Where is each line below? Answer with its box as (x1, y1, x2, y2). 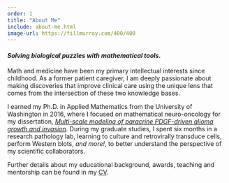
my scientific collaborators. (7, 147, 86, 156)
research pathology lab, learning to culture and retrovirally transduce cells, (7, 132, 222, 140)
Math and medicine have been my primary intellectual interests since (7, 67, 205, 75)
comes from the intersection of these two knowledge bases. (7, 89, 180, 98)
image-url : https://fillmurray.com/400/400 (7, 29, 136, 37)
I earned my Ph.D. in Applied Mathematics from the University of (7, 103, 193, 111)
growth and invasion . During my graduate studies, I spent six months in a (7, 125, 218, 133)
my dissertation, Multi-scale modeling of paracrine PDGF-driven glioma (7, 117, 214, 126)
